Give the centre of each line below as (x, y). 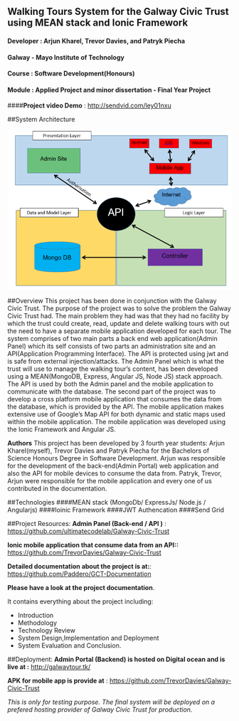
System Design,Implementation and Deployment (88, 638)
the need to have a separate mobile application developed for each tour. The (119, 331)
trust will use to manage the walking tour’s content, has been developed (113, 369)
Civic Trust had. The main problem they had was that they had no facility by (118, 315)
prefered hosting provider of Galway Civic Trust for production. (100, 709)
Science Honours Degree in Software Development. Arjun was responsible (117, 458)
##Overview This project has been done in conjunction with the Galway (112, 300)
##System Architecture (41, 120)
